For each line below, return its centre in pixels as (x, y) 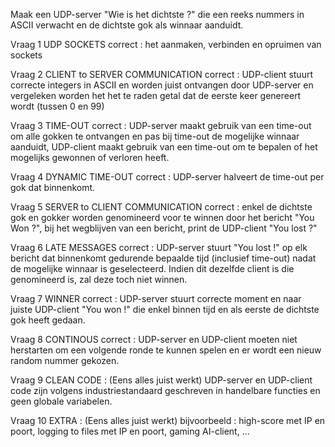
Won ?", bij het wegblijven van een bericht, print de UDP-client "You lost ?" (164, 228)
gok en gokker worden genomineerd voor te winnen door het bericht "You (162, 217)
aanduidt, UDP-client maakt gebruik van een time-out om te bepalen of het (164, 147)
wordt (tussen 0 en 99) (57, 106)
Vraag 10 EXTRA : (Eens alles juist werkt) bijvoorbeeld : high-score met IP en (168, 420)
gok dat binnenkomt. (53, 187)
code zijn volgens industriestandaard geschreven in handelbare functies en (165, 390)
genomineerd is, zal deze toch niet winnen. (99, 279)
